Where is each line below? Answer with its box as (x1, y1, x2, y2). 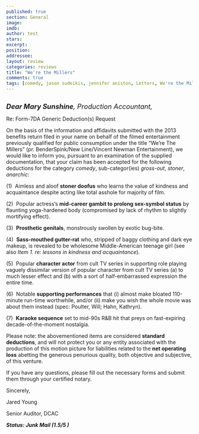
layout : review (6, 58, 44, 64)
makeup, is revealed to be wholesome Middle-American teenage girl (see (6, 242, 185, 249)
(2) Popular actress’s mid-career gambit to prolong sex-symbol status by (6, 200, 190, 207)
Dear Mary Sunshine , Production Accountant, (6, 102, 153, 110)
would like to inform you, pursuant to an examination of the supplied (6, 152, 172, 159)
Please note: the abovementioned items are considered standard (6, 332, 165, 339)
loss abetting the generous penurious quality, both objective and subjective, (6, 351, 192, 358)
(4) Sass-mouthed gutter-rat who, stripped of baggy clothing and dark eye (6, 236, 192, 243)
